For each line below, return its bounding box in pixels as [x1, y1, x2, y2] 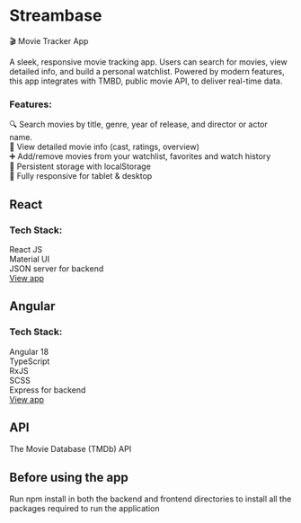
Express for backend [9, 384, 86, 395]
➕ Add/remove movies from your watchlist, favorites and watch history [9, 151, 271, 162]
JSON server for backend [9, 262, 104, 274]
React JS [9, 244, 43, 254]
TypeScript [9, 356, 50, 367]
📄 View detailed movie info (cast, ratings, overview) [9, 141, 199, 153]
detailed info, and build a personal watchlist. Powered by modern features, [9, 66, 285, 76]
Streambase [9, 5, 102, 26]
